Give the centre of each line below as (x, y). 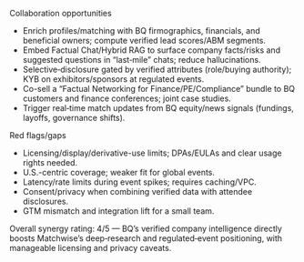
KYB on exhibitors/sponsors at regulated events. (113, 79)
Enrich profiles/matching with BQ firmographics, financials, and (142, 30)
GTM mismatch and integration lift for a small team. (118, 211)
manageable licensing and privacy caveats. (91, 248)
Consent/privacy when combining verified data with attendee (137, 191)
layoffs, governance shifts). (74, 118)
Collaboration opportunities (61, 13)
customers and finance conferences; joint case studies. (127, 98)
